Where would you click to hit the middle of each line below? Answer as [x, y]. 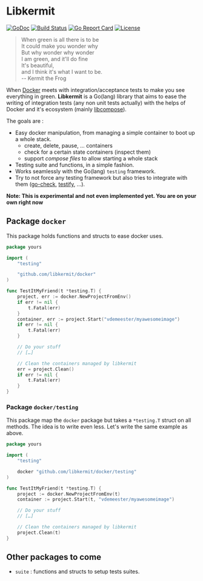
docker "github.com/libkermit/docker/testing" [77, 471]
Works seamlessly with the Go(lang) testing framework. [85, 171]
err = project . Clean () [46, 369]
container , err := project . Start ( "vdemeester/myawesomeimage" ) [99, 319]
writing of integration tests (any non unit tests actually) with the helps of [96, 103]
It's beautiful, [38, 65]
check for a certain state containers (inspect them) [88, 152]
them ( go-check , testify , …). [50, 184]
